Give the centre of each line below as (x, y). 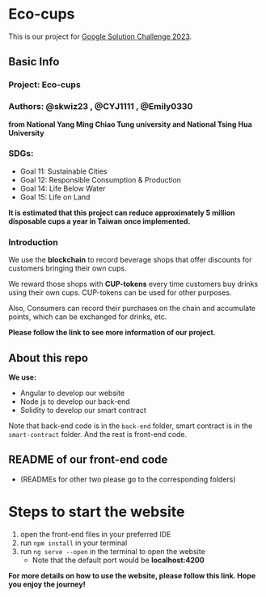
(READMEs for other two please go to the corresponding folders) (128, 479)
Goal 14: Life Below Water (63, 188)
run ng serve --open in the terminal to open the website (113, 551)
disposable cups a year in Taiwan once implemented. (99, 221)
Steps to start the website (97, 512)
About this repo (49, 357)
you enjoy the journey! (47, 584)
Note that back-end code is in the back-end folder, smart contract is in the (131, 426)
